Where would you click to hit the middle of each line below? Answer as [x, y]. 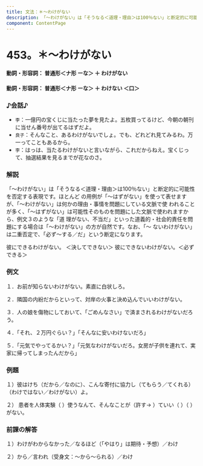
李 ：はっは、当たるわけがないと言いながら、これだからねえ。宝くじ [99, 150]
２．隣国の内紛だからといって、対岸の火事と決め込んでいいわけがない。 [96, 299]
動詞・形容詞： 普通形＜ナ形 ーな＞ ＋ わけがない [67, 73]
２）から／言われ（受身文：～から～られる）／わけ [70, 457]
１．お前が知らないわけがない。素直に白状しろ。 [67, 286]
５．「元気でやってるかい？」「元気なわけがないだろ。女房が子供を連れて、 [98, 345]
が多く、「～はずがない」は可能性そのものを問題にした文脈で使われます [95, 212]
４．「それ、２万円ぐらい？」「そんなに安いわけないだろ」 [78, 332]
